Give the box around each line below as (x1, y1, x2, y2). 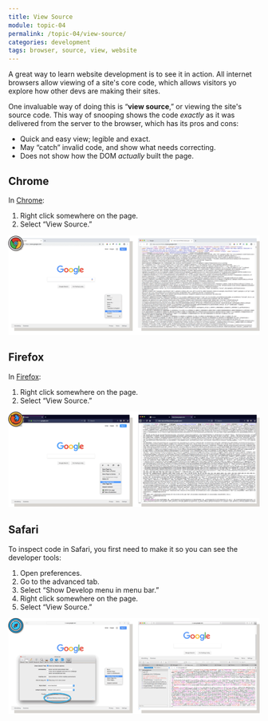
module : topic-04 (8, 21, 66, 30)
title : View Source (8, 13, 73, 21)
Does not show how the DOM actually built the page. (19, 152, 194, 161)
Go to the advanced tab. (19, 577, 100, 586)
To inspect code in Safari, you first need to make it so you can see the (8, 544, 238, 554)
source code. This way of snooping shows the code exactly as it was (8, 110, 235, 120)
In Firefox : (8, 372, 41, 381)
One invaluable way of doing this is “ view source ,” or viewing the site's (8, 102, 242, 112)
